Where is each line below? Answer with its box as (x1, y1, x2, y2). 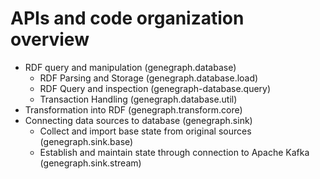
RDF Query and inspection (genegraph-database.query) (39, 82, 272, 94)
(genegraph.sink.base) (39, 135, 134, 147)
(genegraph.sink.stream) (39, 157, 142, 169)
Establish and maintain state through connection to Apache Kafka (39, 146, 310, 158)
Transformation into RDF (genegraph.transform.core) (24, 103, 243, 116)
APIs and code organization (10, 7, 245, 30)
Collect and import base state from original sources (39, 125, 252, 137)
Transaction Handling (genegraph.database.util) (39, 93, 238, 105)
